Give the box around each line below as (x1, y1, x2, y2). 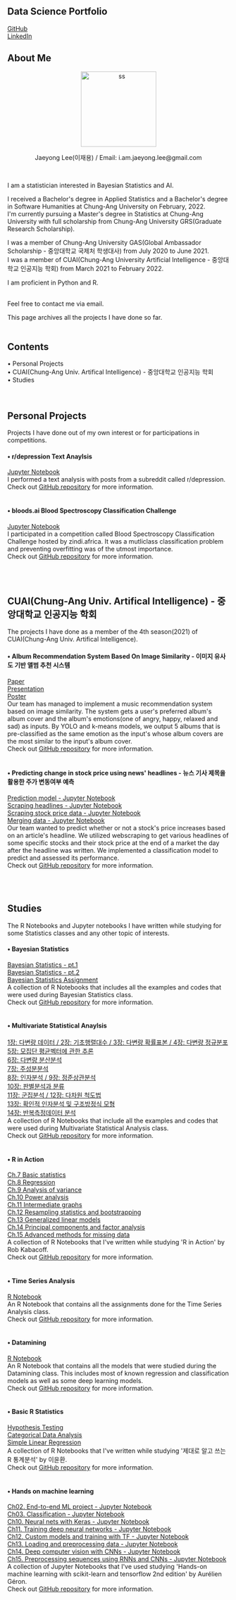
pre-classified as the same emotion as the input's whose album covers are (7, 729, 224, 738)
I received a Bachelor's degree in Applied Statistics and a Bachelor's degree (7, 194, 228, 203)
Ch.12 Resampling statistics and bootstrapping (7, 1208, 142, 1217)
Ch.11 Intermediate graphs (7, 1201, 82, 1209)
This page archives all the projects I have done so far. (7, 313, 163, 321)
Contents (7, 341, 49, 353)
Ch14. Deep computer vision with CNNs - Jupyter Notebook (7, 1547, 181, 1556)
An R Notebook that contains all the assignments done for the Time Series (7, 1299, 222, 1308)
